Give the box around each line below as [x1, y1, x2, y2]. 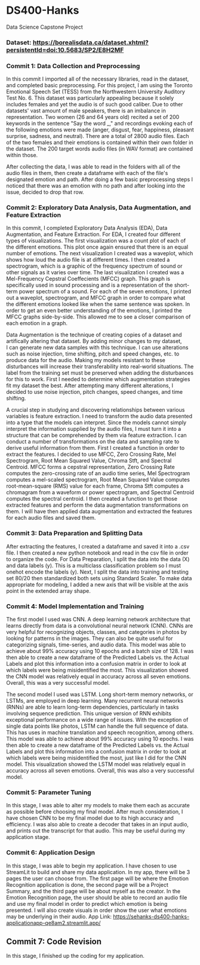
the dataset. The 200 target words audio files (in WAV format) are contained [6, 145, 193, 152]
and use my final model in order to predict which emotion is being [6, 900, 168, 907]
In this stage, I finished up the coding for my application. [6, 952, 145, 960]
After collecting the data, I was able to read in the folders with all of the [6, 163, 181, 170]
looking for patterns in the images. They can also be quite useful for [6, 635, 173, 642]
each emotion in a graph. [6, 320, 67, 327]
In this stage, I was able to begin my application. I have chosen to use [6, 862, 177, 869]
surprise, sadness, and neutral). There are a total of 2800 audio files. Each [6, 133, 189, 140]
